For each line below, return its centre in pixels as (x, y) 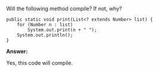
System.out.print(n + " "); (62, 30)
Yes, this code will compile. (40, 63)
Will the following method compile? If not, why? (64, 9)
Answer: (17, 51)
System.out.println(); (45, 35)
